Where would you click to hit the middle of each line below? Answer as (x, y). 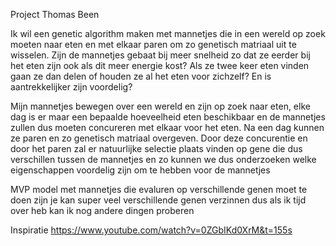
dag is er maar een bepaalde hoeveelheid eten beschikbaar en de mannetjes (168, 117)
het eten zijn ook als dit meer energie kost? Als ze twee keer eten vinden (160, 65)
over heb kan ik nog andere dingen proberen (102, 210)
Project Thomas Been (55, 14)
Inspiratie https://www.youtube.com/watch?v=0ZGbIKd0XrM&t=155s (151, 230)
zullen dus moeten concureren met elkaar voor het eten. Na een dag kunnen (167, 127)
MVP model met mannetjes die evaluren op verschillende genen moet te (159, 189)
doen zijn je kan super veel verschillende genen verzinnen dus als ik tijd (158, 200)
